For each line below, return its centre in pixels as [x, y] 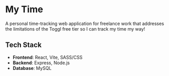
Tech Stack [23, 45]
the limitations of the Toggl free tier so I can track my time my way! [75, 29]
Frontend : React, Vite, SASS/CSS [48, 57]
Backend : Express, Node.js [41, 63]
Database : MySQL [32, 68]
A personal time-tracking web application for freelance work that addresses [85, 23]
